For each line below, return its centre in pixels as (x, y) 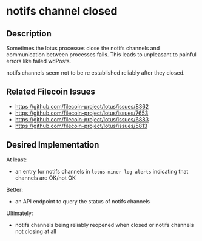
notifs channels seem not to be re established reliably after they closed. (96, 73)
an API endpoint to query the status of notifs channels (82, 201)
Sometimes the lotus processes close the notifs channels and (83, 48)
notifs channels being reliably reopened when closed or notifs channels (104, 225)
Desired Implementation (53, 145)
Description (29, 34)
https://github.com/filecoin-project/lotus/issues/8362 (82, 106)
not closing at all (35, 231)
